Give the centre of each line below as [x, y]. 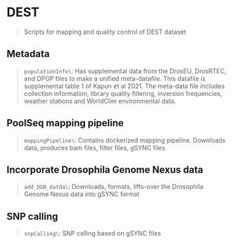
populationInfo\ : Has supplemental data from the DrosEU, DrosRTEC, [125, 71]
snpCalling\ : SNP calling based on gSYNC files [92, 233]
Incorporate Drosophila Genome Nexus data [105, 170]
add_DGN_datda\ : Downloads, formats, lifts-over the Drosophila [113, 187]
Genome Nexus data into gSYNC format [82, 194]
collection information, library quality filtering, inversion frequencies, [123, 93]
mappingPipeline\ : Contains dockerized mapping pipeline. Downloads [125, 140]
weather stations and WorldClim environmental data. [100, 101]
